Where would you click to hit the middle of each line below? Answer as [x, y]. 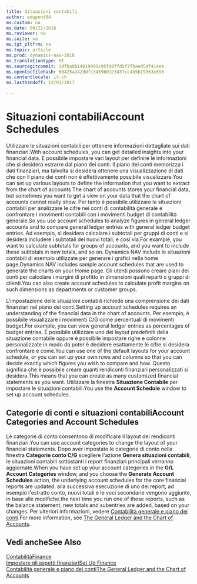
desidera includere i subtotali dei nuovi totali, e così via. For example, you [94, 239]
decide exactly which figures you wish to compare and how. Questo [88, 363]
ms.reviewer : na [26, 34]
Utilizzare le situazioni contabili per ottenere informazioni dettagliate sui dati [98, 145]
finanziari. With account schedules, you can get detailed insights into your [95, 152]
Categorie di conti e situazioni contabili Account [95, 413]
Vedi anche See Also [44, 543]
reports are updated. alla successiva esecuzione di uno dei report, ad [90, 486]
